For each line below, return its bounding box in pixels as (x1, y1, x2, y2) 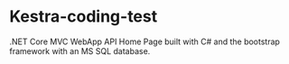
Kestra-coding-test (9, 6, 158, 27)
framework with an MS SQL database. (9, 45, 151, 56)
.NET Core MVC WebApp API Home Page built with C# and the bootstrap (9, 36, 280, 47)
